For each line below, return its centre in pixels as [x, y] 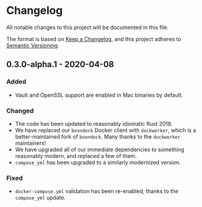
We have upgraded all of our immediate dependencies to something [99, 149]
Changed [20, 111]
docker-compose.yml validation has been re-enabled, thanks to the [97, 191]
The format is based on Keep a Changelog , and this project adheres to [94, 39]
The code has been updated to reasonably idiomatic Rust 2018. [94, 123]
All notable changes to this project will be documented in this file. [88, 27]
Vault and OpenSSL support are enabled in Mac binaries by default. [99, 95]
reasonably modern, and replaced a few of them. [76, 156]
